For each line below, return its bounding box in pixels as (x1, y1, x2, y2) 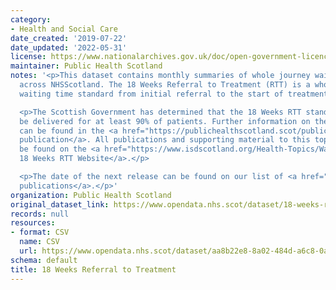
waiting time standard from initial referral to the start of (19, 89, 284, 99)
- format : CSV (10, 227, 70, 238)
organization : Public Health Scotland (10, 190, 172, 200)
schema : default (10, 255, 78, 265)
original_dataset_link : (10, 199, 110, 210)
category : (10, 14, 52, 25)
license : (10, 52, 47, 62)
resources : (10, 218, 56, 228)
